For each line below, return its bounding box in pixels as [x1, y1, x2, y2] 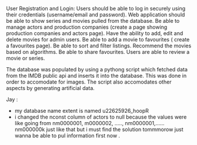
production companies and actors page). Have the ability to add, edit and [6, 30, 183, 37]
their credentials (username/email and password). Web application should [6, 11, 185, 18]
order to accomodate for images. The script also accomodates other [6, 78, 172, 85]
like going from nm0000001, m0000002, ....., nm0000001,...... [14, 120, 165, 126]
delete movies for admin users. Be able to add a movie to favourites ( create [6, 36, 190, 43]
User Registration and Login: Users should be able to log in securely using [6, 5, 186, 12]
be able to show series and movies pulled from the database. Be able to [6, 18, 180, 24]
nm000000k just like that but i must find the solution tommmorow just [14, 126, 183, 133]
